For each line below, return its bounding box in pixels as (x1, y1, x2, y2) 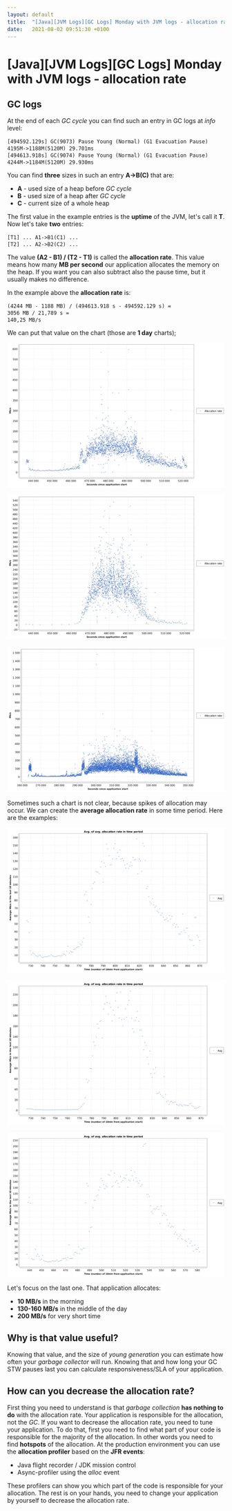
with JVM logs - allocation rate (7, 71, 186, 86)
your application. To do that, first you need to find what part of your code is (7, 1425, 222, 1434)
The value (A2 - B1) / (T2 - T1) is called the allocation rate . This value (7, 253, 205, 262)
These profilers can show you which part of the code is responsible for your (7, 1482, 224, 1490)
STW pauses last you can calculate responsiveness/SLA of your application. (7, 1365, 224, 1374)
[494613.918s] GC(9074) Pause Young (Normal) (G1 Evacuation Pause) (7, 152, 209, 159)
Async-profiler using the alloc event (17, 1468, 119, 1476)
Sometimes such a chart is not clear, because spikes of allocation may (7, 799, 207, 808)
